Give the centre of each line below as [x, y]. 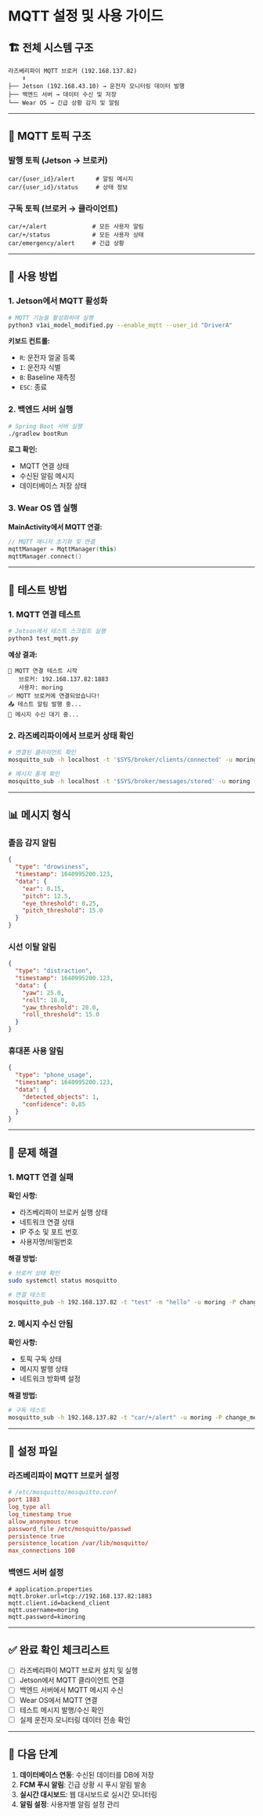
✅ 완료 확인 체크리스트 [59, 1650]
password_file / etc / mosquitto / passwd [70, 1529]
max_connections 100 [42, 1551]
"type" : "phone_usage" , [54, 1075]
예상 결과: [23, 654]
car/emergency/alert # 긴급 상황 [67, 243]
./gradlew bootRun [38, 434]
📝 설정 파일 [33, 1451]
